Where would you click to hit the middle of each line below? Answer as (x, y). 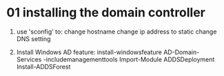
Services (29, 59)
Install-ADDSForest (43, 66)
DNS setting (33, 38)
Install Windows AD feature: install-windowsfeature (89, 52)
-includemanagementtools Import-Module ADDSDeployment (129, 59)
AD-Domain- (182, 52)
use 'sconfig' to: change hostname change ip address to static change (116, 31)
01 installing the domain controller (106, 13)
